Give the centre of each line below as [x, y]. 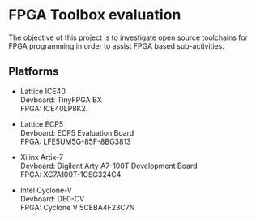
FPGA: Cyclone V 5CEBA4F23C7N [77, 207]
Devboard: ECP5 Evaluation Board [77, 132]
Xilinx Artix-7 [41, 157]
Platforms [34, 72]
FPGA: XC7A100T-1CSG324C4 [70, 174]
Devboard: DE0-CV [52, 198]
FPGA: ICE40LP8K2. [54, 108]
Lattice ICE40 [43, 91]
